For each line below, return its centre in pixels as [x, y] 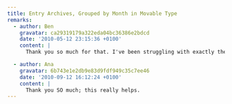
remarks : [20, 20]
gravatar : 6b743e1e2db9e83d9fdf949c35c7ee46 [85, 71]
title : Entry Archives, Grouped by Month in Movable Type [92, 13]
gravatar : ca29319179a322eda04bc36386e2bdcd [85, 33]
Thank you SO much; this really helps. [83, 90]
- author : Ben [33, 26]
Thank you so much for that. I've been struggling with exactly [120, 52]
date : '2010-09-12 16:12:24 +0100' [71, 77]
